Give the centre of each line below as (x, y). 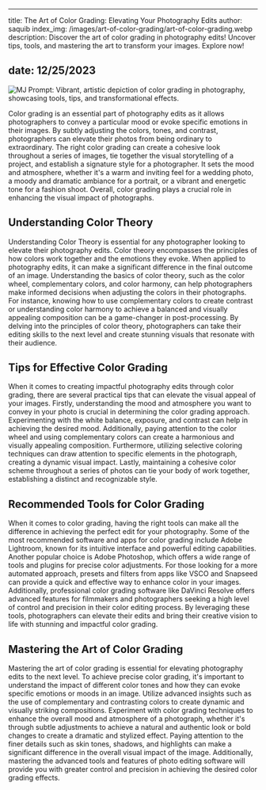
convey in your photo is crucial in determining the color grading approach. (129, 412)
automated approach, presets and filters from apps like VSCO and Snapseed (133, 574)
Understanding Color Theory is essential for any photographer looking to (127, 242)
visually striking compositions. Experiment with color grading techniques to (131, 711)
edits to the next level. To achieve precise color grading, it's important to (126, 677)
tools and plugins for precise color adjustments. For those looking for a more (133, 565)
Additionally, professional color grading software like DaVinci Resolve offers (131, 590)
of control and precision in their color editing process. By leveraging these (129, 608)
